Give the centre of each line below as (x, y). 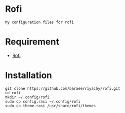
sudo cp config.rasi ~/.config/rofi (43, 101)
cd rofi (13, 93)
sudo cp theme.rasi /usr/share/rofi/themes (51, 106)
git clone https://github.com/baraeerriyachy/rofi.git (63, 88)
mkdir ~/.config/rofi (27, 97)
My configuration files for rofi (40, 22)
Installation (29, 75)
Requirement (32, 42)
